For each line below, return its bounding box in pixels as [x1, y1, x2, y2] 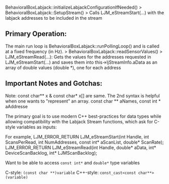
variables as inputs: [16, 124, 57, 130]
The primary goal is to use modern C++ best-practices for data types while [5, 113, 161, 119]
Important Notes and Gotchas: [5, 79, 102, 88]
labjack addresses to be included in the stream [5, 15, 102, 21]
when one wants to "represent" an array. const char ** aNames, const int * [5, 98, 161, 104]
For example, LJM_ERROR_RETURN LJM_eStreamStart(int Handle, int [5, 133, 149, 140]
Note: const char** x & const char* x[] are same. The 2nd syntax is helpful [5, 93, 160, 99]
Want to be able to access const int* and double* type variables [5, 159, 140, 166]
